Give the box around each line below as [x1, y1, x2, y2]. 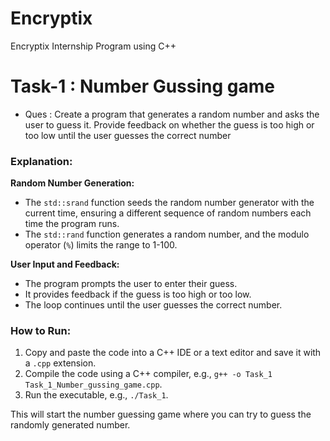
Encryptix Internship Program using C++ [10, 40, 177, 52]
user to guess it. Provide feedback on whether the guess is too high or [24, 118, 315, 131]
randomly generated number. [10, 419, 131, 431]
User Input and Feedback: [10, 258, 120, 271]
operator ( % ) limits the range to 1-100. [24, 239, 178, 251]
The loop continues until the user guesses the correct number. [24, 299, 283, 311]
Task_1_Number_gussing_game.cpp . [24, 378, 163, 391]
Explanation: [10, 154, 73, 168]
